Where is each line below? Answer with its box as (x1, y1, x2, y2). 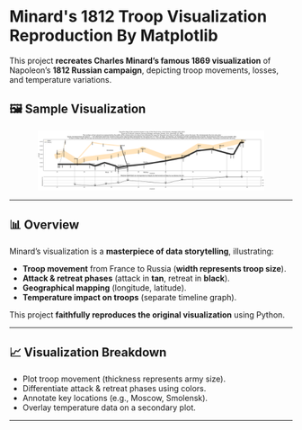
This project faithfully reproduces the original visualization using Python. (9, 309, 286, 320)
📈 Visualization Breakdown (9, 345, 167, 361)
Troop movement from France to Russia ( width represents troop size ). (22, 263, 287, 273)
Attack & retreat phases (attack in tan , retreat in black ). (22, 273, 231, 283)
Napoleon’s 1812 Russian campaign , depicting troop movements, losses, (9, 65, 279, 76)
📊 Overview (9, 218, 80, 233)
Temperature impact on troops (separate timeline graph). (22, 291, 237, 302)
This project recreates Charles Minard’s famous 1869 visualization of (9, 55, 271, 66)
